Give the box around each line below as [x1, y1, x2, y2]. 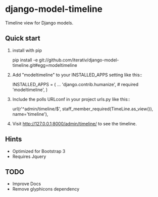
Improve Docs [12, 181, 41, 187]
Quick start [5, 34, 41, 43]
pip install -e [12, 57, 38, 63]
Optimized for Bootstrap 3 [12, 148, 65, 154]
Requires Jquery [12, 153, 46, 159]
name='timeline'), [12, 111, 49, 117]
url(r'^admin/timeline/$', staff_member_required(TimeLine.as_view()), [12, 105, 154, 112]
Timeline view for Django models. [5, 20, 73, 26]
